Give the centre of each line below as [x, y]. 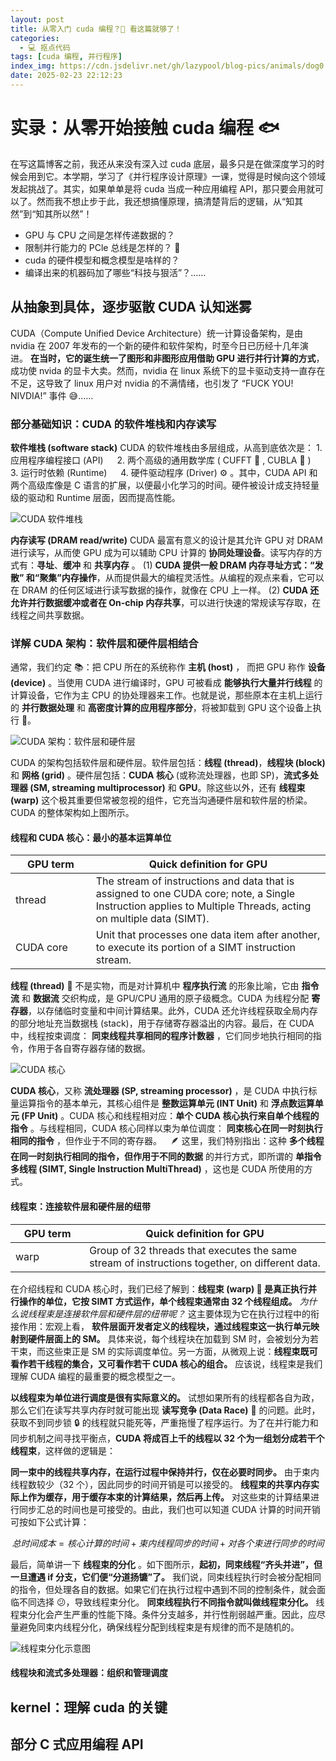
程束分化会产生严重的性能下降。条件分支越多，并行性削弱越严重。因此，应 [163, 1614]
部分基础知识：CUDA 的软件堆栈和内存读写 [113, 424]
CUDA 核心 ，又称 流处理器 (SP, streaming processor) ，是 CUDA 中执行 [159, 1091]
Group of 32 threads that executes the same [193, 1250]
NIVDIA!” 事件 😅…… [52, 395]
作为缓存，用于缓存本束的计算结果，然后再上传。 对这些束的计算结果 [169, 1497]
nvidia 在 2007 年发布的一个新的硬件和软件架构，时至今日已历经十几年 [155, 345]
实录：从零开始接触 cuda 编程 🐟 [145, 128]
